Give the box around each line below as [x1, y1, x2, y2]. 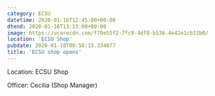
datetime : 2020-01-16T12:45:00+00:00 [7, 17, 116, 23]
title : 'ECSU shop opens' [7, 49, 82, 56]
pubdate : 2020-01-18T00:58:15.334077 [7, 42, 116, 49]
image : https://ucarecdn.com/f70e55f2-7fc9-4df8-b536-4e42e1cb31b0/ [7, 29, 209, 37]
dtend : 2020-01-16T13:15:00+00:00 [7, 23, 107, 30]
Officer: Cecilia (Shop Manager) [7, 81, 98, 89]
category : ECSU [7, 10, 51, 17]
